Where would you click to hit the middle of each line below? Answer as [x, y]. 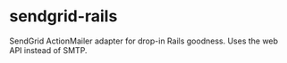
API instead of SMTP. [48, 50]
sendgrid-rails [63, 16]
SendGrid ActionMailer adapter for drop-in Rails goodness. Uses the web [144, 41]
